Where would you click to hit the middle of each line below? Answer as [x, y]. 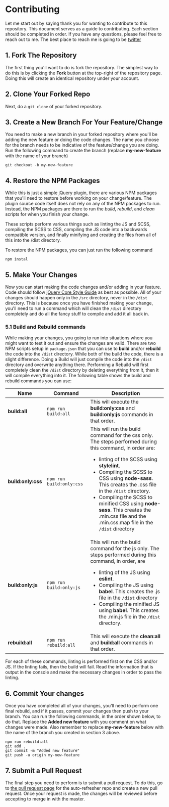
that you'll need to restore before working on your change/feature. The [78, 198]
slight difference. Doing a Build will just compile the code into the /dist [79, 360]
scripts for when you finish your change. [47, 214]
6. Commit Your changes [45, 693]
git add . [16, 746]
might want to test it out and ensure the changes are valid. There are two [80, 343]
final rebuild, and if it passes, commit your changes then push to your [77, 711]
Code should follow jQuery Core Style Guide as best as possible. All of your [83, 292]
